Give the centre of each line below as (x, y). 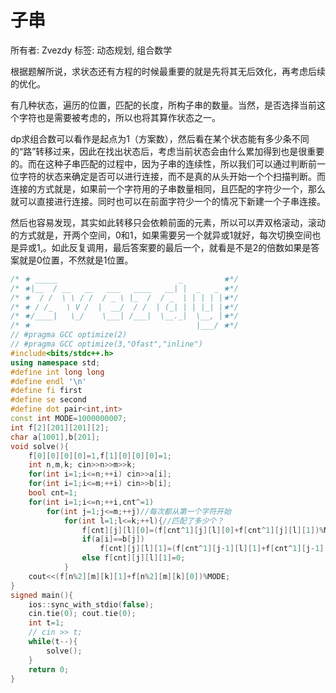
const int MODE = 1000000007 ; (69, 419)
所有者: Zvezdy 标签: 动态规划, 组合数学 (91, 50)
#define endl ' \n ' (48, 381)
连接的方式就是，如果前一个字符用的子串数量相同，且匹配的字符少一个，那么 (168, 188)
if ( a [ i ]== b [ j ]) (113, 539)
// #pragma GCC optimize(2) (69, 335)
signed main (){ (42, 595)
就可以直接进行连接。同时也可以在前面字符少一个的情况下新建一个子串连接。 (168, 201)
